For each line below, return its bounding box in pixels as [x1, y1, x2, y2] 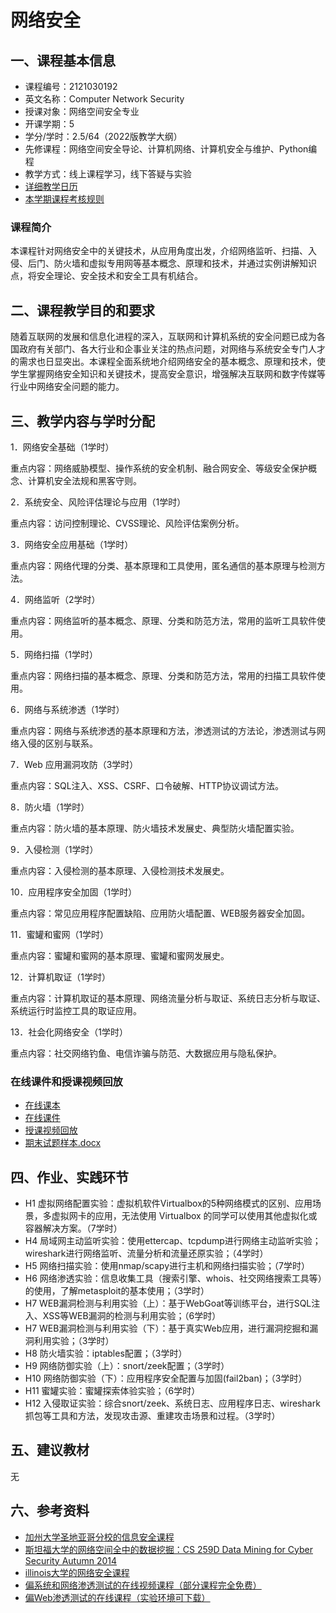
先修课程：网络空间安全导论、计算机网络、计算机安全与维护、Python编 [24, 143, 318, 155]
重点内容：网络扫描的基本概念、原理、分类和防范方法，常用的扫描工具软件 [10, 669, 317, 681]
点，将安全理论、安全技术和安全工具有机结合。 [10, 270, 203, 282]
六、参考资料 [10, 1502, 90, 1520]
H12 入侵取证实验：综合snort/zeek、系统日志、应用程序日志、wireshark [24, 1397, 321, 1410]
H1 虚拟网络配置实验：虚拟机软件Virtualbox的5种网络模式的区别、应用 [24, 1197, 313, 1210]
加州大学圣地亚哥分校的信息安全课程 [24, 1531, 175, 1543]
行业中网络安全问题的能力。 [10, 381, 125, 393]
